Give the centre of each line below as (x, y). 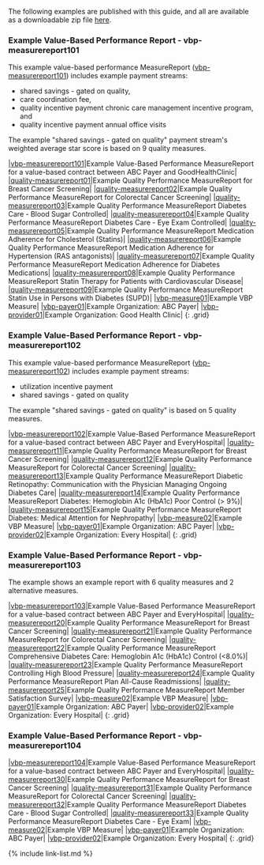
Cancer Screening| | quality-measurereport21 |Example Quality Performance (130, 631)
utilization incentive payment (66, 386)
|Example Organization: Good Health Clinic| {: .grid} (126, 315)
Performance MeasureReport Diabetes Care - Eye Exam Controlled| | (120, 223)
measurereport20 (37, 622)
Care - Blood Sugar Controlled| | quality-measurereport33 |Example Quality (129, 813)
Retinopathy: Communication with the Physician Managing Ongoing (117, 484)
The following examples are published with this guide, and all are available (129, 11)
